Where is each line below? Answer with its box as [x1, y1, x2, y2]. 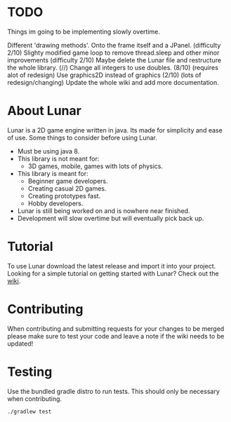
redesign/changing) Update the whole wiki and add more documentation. [7, 78, 219, 86]
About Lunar [7, 103, 82, 119]
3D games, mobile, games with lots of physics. [27, 162, 164, 170]
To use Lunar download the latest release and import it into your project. [7, 261, 216, 270]
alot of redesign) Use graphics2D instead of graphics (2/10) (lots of [7, 71, 202, 79]
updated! [7, 339, 34, 348]
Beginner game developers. [27, 177, 109, 185]
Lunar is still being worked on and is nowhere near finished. [17, 206, 190, 215]
